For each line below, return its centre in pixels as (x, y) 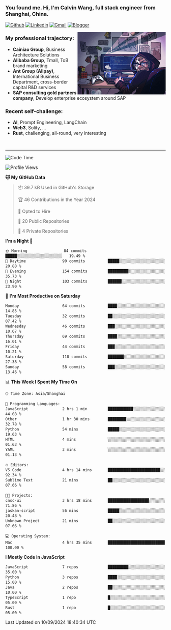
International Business (36, 76)
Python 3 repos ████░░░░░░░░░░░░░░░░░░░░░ (85, 577)
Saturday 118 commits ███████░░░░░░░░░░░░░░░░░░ (85, 357)
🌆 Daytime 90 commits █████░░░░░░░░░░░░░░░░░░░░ (85, 261)
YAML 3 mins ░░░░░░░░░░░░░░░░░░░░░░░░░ (85, 449)
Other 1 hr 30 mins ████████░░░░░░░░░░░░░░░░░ (85, 419)
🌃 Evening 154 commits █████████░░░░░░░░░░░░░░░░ (85, 271)
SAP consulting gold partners (45, 93)
